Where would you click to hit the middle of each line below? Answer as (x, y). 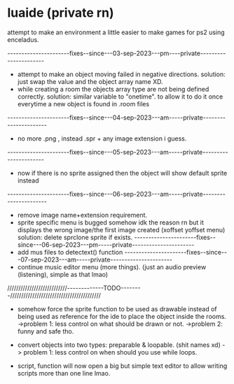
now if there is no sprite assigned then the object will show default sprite (122, 173)
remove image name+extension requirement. (82, 215)
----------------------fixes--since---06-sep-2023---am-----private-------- (116, 194)
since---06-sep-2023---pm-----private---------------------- (106, 244)
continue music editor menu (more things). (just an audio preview (112, 266)
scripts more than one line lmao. (64, 373)
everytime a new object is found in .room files (83, 104)
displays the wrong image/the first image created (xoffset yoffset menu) (121, 229)
